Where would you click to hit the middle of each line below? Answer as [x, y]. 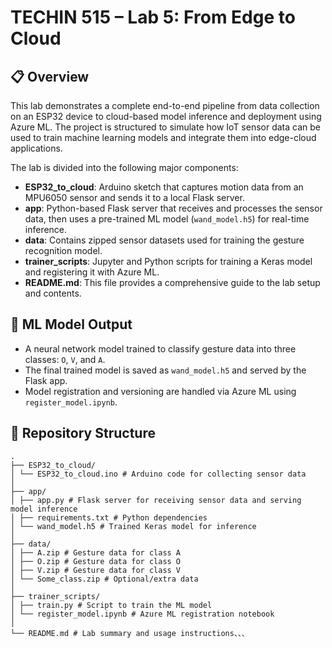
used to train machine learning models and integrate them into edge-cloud [163, 137]
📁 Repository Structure [83, 433]
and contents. [53, 293]
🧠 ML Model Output [71, 324]
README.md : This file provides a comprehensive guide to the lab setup [172, 282]
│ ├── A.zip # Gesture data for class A [96, 552]
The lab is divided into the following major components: [124, 167]
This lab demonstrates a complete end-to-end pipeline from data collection [165, 105]
